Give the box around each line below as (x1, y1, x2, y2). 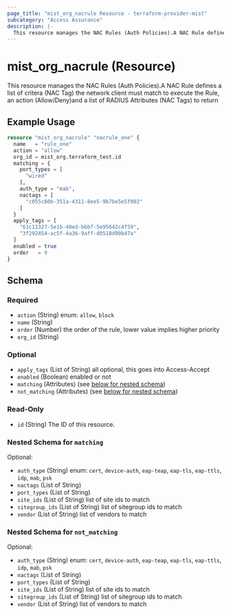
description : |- (7, 23, 54, 30)
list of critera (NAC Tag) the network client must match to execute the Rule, (7, 89, 220, 97)
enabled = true (13, 243, 57, 249)
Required (7, 295, 38, 304)
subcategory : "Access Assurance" (7, 16, 103, 23)
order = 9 (13, 249, 48, 256)
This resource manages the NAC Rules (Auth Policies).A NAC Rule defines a (7, 82, 222, 90)
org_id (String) (16, 333, 60, 341)
